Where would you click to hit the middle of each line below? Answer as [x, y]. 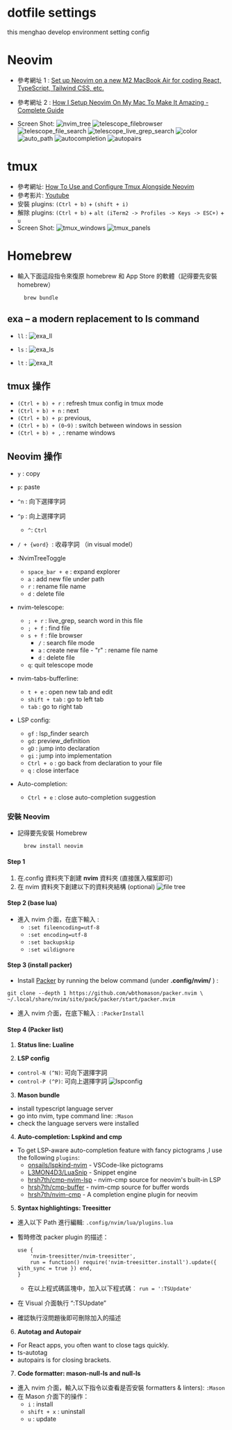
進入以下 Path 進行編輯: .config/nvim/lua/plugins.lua [95, 1222]
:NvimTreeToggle [41, 558]
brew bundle [41, 298]
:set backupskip [51, 942]
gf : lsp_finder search [58, 733]
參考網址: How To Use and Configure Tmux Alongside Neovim [106, 186]
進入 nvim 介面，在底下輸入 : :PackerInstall [81, 1013]
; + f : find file [49, 628]
